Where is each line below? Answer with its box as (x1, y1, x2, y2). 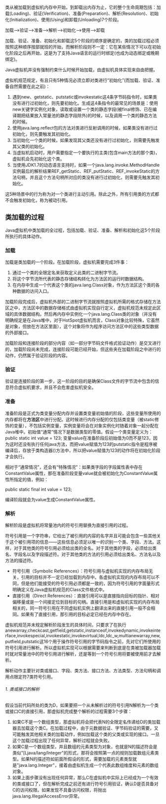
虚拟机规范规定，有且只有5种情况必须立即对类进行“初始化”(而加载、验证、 (5, 77, 156, 83)
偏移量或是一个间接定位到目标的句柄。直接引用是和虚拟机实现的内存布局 (12, 599, 160, 605)
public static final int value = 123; (5, 486, 72, 492)
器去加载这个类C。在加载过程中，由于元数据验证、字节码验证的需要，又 (12, 725, 159, 731)
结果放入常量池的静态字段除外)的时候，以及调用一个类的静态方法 (25, 113, 157, 118)
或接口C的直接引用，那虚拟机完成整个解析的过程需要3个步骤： (5, 709, 132, 714)
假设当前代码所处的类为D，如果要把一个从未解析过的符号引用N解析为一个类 (5, 702, 159, 709)
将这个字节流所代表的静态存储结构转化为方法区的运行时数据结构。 (12, 276, 147, 282)
